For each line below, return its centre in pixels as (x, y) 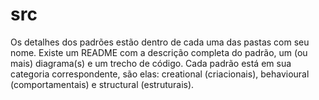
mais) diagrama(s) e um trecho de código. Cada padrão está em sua (151, 63)
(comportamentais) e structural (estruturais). (102, 84)
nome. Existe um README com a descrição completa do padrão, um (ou (159, 52)
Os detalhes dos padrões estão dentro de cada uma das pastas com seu (160, 42)
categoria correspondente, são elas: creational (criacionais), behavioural (160, 74)
